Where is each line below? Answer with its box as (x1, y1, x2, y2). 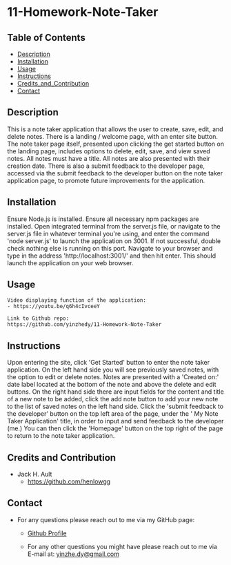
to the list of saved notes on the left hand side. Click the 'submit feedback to (7, 402, 224, 411)
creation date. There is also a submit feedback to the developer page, (7, 162, 205, 170)
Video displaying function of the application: (7, 297, 147, 304)
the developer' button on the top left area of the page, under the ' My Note (7, 410, 219, 418)
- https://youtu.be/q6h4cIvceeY (7, 303, 100, 310)
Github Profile (27, 529, 67, 537)
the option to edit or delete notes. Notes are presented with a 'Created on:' (7, 373, 219, 381)
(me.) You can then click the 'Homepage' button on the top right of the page (7, 424, 223, 432)
